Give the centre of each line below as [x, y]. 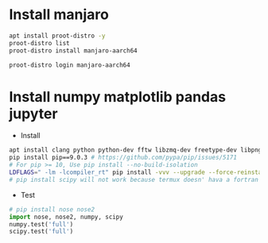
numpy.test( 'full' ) [41, 224]
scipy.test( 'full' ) [41, 232]
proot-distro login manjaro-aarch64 [70, 65]
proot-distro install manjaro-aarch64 [73, 50]
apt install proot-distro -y [57, 36]
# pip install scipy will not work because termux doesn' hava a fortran [134, 179]
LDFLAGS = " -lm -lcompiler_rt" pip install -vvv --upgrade [107, 172]
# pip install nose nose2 [52, 209]
